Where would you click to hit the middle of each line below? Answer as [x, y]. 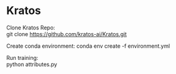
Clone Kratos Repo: [31, 28]
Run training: [22, 57]
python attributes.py [32, 64]
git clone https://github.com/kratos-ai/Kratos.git [67, 34]
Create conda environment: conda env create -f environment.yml [88, 46]
